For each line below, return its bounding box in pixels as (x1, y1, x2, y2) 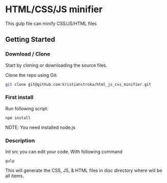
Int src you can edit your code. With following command (5, 149, 123, 155)
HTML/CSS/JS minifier (5, 4, 103, 15)
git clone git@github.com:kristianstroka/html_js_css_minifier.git (5, 82, 152, 87)
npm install (5, 115, 31, 120)
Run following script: (5, 106, 48, 112)
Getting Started (5, 35, 55, 44)
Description (5, 137, 35, 144)
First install (5, 94, 34, 101)
